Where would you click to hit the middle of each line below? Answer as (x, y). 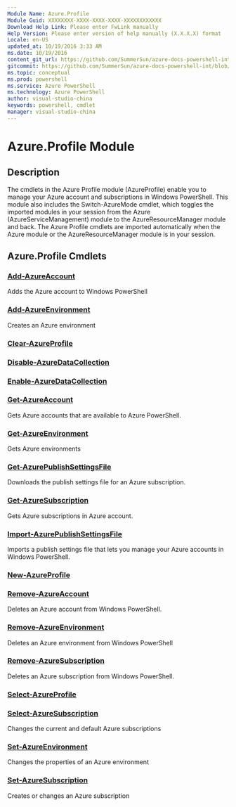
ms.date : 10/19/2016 (38, 53)
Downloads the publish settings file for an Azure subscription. (97, 482)
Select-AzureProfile (42, 695)
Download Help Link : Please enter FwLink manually (83, 27)
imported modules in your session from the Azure (79, 212)
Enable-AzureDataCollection (57, 381)
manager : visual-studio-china (52, 112)
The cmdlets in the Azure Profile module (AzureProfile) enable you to (107, 189)
